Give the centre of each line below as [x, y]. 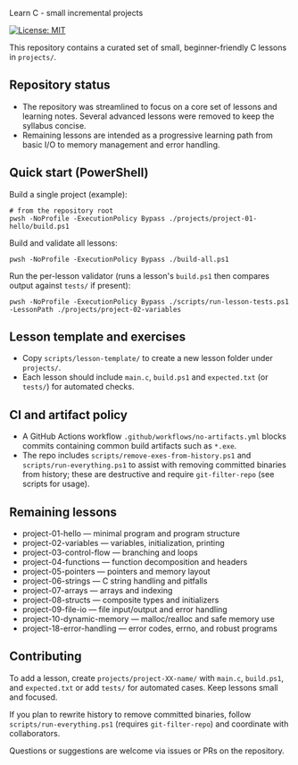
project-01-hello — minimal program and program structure [131, 534]
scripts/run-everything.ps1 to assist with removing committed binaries [154, 465]
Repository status [60, 85]
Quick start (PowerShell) [79, 173]
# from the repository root [62, 210]
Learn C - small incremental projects [76, 13]
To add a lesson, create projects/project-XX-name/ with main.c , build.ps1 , [146, 677]
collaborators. [35, 733]
